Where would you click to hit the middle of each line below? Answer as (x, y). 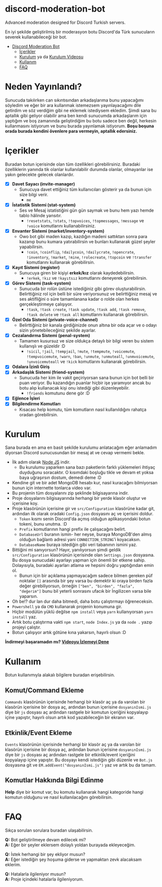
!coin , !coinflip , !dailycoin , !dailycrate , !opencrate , (81, 252)
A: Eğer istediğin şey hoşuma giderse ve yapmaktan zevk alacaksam (73, 859)
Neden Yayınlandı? (44, 87)
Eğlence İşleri (26, 398)
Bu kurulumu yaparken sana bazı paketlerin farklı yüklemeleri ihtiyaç (87, 467)
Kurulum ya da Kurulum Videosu (51, 56)
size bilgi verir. (34, 194)
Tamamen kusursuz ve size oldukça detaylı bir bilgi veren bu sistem (86, 341)
